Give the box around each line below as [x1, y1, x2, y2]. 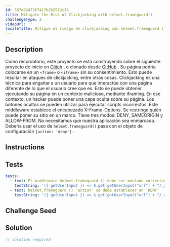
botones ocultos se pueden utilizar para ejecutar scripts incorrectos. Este [5, 101, 158, 107]
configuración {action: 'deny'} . [5, 128, 74, 134]
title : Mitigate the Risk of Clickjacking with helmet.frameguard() [5, 12, 153, 17]
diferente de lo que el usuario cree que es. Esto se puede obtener [5, 85, 142, 91]
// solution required [5, 237, 51, 242]
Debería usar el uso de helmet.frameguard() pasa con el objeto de [5, 122, 143, 129]
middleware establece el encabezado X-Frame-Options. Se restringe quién [5, 107, 162, 113]
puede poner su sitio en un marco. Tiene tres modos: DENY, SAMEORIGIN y [5, 112, 163, 118]
